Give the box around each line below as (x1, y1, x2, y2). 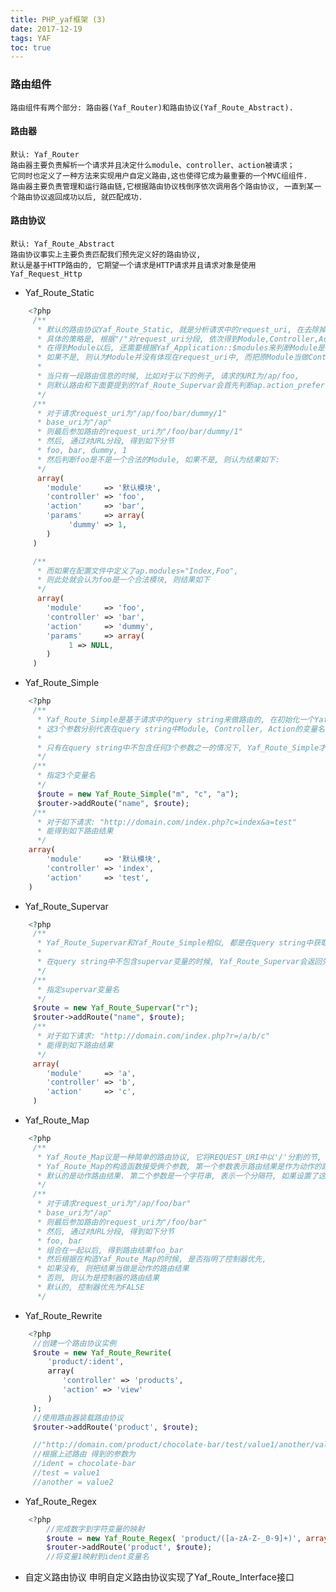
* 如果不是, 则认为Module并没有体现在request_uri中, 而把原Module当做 (36, 352, 309, 363)
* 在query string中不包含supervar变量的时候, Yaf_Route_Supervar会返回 (36, 957, 323, 967)
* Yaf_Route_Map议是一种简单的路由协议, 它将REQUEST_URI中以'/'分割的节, (36, 1152, 322, 1162)
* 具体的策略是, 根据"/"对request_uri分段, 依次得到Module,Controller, (36, 334, 320, 344)
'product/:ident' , (47, 1357, 125, 1367)
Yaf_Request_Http (10, 269, 83, 279)
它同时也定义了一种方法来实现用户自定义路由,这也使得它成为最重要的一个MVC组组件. (10, 171, 308, 181)
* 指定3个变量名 (36, 771, 96, 781)
